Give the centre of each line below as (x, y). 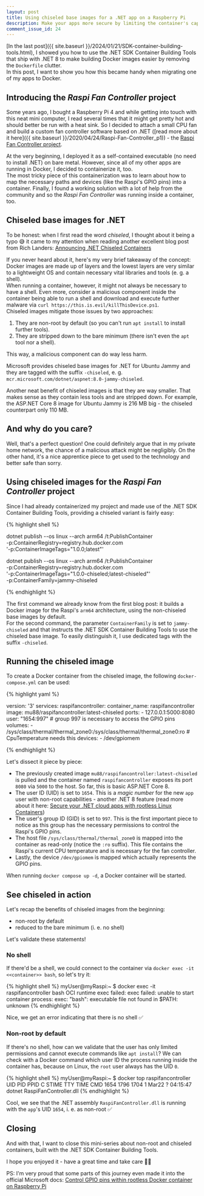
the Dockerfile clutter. (34, 66)
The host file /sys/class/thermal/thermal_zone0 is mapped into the (99, 838)
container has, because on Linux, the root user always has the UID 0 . (93, 1066)
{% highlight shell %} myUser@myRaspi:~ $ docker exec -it (81, 987)
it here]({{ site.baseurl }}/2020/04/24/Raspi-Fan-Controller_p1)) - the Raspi (100, 138)
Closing (21, 1129)
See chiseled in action (49, 895)
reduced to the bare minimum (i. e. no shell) (70, 928)
